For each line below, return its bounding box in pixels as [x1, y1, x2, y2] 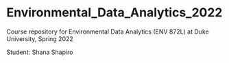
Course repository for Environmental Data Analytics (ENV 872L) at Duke [6, 27, 210, 36]
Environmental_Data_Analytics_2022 [6, 5, 223, 21]
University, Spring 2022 [6, 34, 73, 42]
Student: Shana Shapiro [6, 48, 73, 56]
